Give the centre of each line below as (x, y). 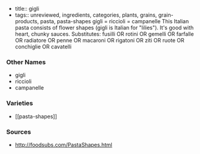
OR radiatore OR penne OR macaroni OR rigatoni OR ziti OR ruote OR (100, 40)
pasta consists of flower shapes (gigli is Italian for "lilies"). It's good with (104, 27)
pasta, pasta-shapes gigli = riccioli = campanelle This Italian (114, 21)
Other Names (26, 62)
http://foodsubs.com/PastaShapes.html (63, 144)
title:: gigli (27, 9)
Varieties (20, 103)
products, (27, 21)
